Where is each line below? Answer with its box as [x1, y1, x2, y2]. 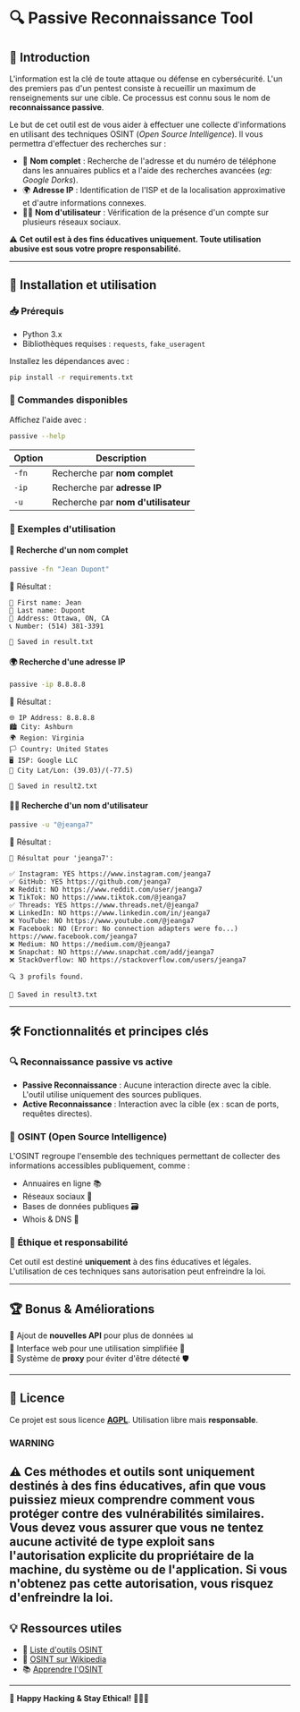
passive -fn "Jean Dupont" [9, 564, 110, 573]
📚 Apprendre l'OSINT [21, 1664, 104, 1674]
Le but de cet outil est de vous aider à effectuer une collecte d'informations [9, 119, 287, 130]
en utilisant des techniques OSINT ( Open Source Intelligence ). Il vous [9, 129, 263, 140]
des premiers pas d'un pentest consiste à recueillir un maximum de [9, 83, 256, 93]
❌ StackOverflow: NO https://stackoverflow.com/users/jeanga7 [9, 955, 247, 964]
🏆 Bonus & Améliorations [9, 1301, 155, 1317]
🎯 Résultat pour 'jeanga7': [9, 853, 114, 862]
